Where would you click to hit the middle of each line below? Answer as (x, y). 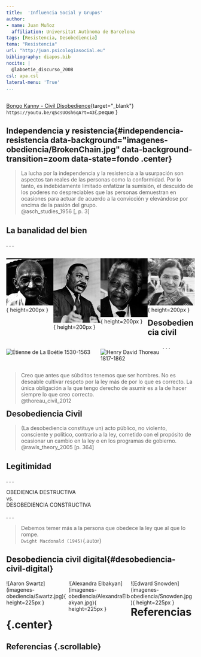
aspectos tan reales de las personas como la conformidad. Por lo (101, 180)
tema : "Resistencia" (32, 44)
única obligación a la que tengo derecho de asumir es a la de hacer (103, 388)
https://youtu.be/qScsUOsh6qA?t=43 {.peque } (62, 112)
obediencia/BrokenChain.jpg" (63, 150)
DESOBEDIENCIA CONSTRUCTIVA (49, 505)
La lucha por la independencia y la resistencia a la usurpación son (102, 173)
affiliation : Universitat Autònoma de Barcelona (73, 32)
